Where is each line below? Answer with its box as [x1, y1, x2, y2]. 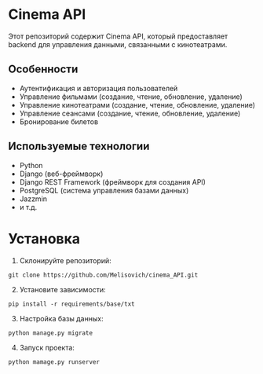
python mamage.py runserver [8, 357, 100, 366]
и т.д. [19, 202, 38, 211]
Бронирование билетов [19, 116, 99, 126]
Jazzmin [19, 194, 48, 203]
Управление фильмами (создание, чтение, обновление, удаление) [19, 92, 243, 101]
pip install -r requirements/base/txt [8, 300, 135, 308]
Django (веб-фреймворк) [19, 169, 104, 178]
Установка [8, 229, 81, 247]
